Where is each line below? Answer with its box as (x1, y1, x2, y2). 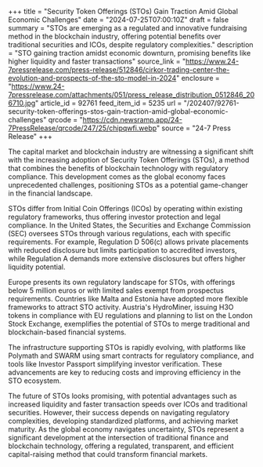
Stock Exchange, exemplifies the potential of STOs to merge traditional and (8, 319, 250, 328)
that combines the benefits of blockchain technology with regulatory (8, 164, 229, 173)
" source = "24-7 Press (156, 123, 231, 133)
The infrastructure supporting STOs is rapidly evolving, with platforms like (8, 343, 247, 352)
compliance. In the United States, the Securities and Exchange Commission (8, 221, 251, 230)
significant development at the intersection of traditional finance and (8, 433, 229, 442)
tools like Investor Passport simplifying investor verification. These (8, 359, 222, 368)
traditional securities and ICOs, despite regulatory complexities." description (8, 40, 254, 49)
